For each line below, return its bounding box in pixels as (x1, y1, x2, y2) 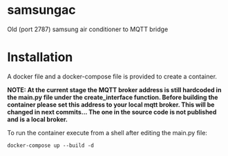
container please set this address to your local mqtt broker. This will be (7, 100, 215, 109)
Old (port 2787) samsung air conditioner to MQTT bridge (7, 25, 169, 33)
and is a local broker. (7, 115, 68, 123)
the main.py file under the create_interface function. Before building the (7, 93, 218, 101)
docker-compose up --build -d (7, 141, 95, 149)
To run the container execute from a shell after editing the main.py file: (7, 128, 207, 137)
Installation (7, 49, 73, 65)
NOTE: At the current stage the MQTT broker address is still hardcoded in (7, 85, 222, 94)
